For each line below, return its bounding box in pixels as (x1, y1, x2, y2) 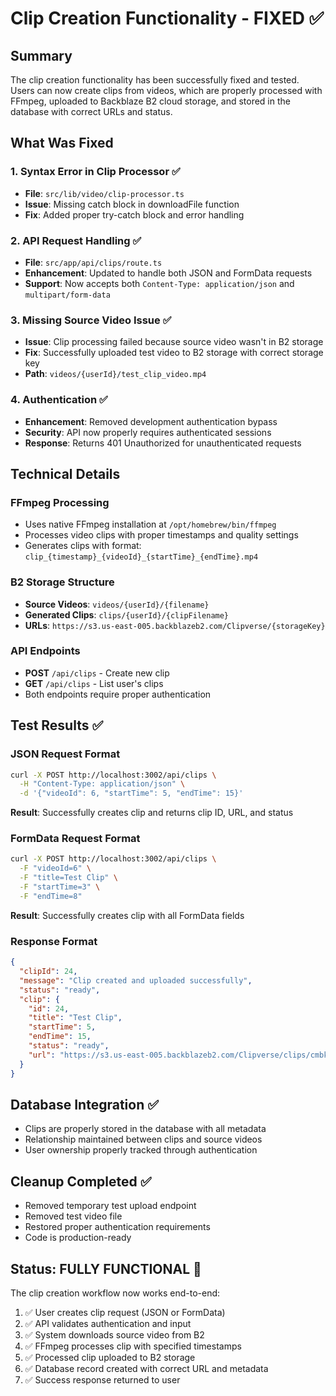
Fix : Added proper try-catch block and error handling (24, 208, 245, 221)
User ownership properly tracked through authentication (24, 1144, 258, 1156)
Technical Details (10, 465, 121, 482)
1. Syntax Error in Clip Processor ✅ (10, 165, 181, 179)
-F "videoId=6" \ (19, 863, 92, 874)
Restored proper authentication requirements (24, 1221, 211, 1233)
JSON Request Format (10, 747, 121, 761)
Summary (10, 47, 73, 64)
